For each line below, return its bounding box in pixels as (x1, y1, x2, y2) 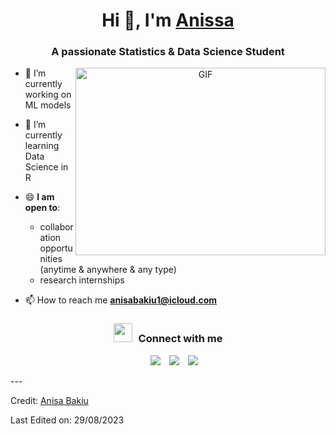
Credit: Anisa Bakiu (10, 394, 89, 406)
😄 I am (24, 191, 55, 203)
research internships (39, 274, 125, 286)
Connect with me (138, 332, 223, 346)
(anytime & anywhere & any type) (39, 264, 177, 276)
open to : (24, 202, 61, 214)
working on (24, 89, 72, 101)
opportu (39, 242, 73, 254)
